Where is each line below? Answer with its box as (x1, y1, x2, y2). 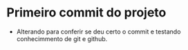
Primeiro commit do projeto (6, 5, 167, 21)
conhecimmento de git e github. (16, 34, 108, 42)
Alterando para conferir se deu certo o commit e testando (16, 27, 181, 36)
